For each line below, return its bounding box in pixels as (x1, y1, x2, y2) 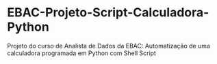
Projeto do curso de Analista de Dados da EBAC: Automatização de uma (7, 42, 211, 50)
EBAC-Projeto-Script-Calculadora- (7, 5, 209, 20)
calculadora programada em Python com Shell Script (7, 49, 156, 57)
